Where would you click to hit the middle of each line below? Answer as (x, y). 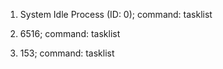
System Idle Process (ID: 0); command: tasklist (116, 14)
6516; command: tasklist (70, 33)
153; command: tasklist (67, 53)
